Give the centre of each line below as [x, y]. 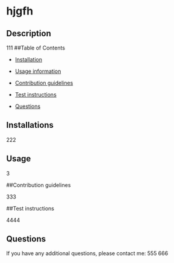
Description [29, 33]
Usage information [38, 71]
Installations [30, 125]
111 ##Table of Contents [36, 48]
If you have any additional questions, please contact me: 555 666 [87, 253]
